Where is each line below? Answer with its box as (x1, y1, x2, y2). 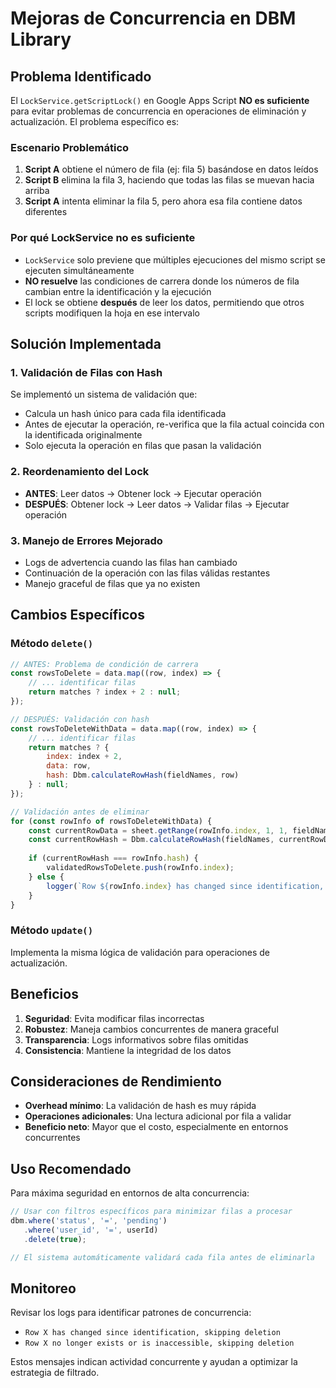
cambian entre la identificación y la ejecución (24, 285, 212, 297)
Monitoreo (10, 1280, 77, 1297)
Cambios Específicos (10, 607, 145, 624)
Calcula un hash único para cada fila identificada (24, 408, 227, 420)
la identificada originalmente (24, 429, 143, 441)
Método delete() (10, 637, 94, 651)
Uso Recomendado (10, 1160, 132, 1177)
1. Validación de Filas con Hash (10, 365, 163, 379)
